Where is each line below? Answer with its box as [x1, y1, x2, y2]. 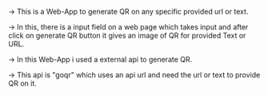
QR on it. [8, 79, 38, 88]
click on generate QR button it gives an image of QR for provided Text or [8, 31, 246, 40]
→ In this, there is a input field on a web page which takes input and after [8, 22, 249, 31]
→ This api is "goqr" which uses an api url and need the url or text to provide [8, 70, 261, 79]
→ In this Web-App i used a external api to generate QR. [8, 55, 193, 64]
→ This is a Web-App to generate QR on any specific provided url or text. [8, 7, 249, 16]
